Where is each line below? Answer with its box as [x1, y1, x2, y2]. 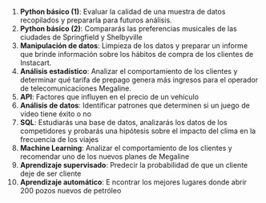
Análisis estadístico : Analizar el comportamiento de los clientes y [19, 67, 238, 75]
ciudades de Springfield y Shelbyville [19, 32, 143, 42]
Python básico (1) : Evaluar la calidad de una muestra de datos [19, 7, 226, 16]
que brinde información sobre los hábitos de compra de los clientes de [19, 50, 254, 59]
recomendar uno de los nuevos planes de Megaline [19, 152, 190, 161]
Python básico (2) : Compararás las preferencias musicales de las [19, 24, 238, 33]
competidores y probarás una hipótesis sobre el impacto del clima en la [19, 126, 256, 136]
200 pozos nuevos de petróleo [19, 186, 122, 195]
